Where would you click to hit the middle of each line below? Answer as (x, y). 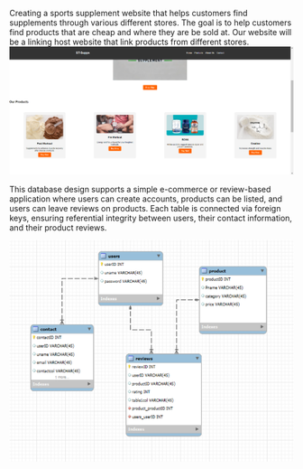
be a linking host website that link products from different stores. (129, 42)
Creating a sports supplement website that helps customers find (129, 13)
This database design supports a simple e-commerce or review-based (140, 190)
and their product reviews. (58, 228)
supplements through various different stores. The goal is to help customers (151, 23)
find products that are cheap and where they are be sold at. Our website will (151, 32)
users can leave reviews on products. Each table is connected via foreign (145, 209)
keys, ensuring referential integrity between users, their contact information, (151, 218)
